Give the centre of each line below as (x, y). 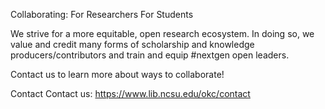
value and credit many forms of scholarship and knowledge (132, 44)
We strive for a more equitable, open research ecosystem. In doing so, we (162, 33)
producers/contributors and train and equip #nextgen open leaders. (150, 55)
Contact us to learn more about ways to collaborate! (117, 74)
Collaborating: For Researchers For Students (102, 14)
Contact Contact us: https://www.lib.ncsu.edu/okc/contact (130, 93)
